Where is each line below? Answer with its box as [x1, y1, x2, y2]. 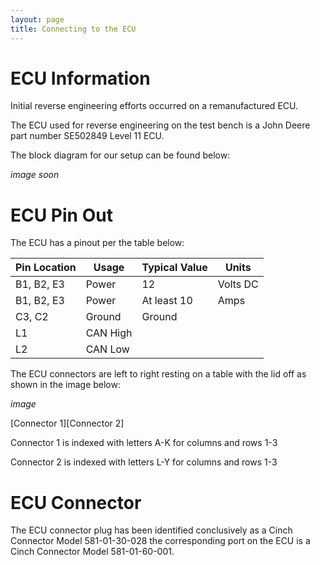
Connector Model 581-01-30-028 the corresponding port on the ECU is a [10, 535, 311, 547]
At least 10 [141, 294, 193, 308]
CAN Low [85, 342, 130, 356]
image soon [10, 169, 60, 181]
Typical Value [141, 261, 208, 275]
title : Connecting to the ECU [10, 24, 137, 34]
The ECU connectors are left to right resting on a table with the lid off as [10, 368, 307, 380]
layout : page [10, 14, 65, 25]
